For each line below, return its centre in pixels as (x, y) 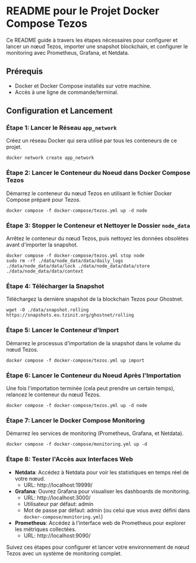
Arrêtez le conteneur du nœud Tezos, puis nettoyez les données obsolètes (97, 239)
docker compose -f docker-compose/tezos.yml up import (75, 360)
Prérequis (25, 72)
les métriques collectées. (45, 529)
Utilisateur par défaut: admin (59, 503)
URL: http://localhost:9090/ (57, 535)
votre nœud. (30, 478)
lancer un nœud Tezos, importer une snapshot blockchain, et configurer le (97, 46)
